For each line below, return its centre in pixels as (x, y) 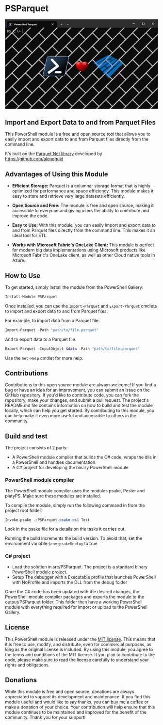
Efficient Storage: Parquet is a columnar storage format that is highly (81, 186)
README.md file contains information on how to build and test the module (79, 406)
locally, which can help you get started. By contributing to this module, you (80, 410)
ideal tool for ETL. (30, 236)
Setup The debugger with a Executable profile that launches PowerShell (84, 577)
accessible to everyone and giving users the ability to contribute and (81, 211)
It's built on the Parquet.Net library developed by (54, 154)
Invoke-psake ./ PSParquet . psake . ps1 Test (48, 520)
